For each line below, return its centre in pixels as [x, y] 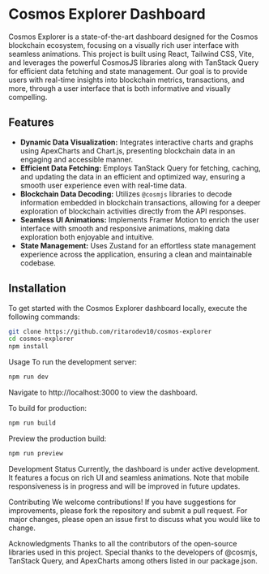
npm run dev [28, 377]
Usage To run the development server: [73, 362]
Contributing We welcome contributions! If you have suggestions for [122, 502]
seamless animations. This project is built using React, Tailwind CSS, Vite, [131, 54]
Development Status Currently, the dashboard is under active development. [134, 468]
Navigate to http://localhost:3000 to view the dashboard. [103, 393]
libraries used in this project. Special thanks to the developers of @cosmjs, [133, 552]
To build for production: [48, 408]
